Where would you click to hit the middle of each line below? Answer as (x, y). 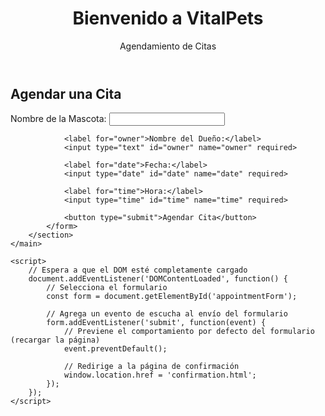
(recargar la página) (55, 340)
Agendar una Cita (66, 93)
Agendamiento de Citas (168, 46)
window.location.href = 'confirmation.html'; (160, 375)
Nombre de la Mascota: (58, 119)
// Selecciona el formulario (107, 288)
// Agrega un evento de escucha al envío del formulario (167, 314)
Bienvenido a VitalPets (168, 18)
